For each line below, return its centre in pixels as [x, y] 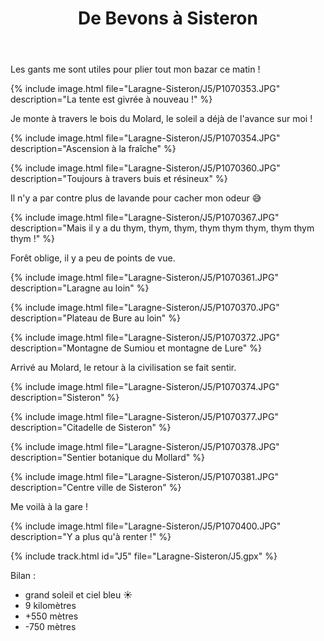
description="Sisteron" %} [65, 398]
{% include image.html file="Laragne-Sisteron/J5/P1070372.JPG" [145, 338]
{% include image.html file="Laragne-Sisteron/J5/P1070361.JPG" [144, 278]
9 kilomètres [50, 606]
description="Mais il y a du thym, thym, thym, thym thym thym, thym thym [162, 228]
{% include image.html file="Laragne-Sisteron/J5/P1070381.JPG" [144, 477]
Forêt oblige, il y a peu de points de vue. [93, 258]
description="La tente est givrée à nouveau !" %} [111, 99]
